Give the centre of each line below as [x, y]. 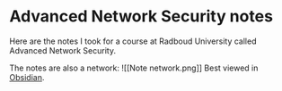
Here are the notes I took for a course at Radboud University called [133, 41]
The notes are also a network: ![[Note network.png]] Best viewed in [134, 68]
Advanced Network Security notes [141, 17]
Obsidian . [27, 77]
